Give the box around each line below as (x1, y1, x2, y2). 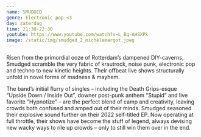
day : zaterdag (6, 20, 43, 26)
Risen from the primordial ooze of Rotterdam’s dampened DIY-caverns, (6, 54, 184, 61)
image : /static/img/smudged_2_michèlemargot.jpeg (6, 37, 135, 43)
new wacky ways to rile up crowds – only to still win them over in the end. (6, 124, 191, 131)
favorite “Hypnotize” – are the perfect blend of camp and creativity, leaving (6, 98, 195, 105)
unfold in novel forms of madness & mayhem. (6, 74, 120, 80)
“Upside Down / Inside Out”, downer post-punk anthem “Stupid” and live (6, 92, 188, 99)
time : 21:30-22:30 (6, 26, 53, 32)
